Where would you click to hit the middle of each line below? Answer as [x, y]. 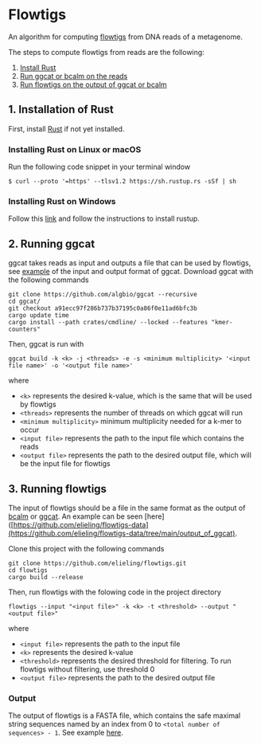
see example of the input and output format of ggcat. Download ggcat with [131, 272]
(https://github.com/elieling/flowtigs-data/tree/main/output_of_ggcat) [122, 533]
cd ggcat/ [25, 302]
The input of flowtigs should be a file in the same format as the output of [127, 508]
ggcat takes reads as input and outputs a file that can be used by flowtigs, [130, 263]
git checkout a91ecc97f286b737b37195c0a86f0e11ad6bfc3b [103, 308]
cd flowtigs [28, 570]
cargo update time [39, 316]
